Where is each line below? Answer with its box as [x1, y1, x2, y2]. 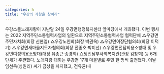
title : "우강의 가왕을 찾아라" [5, 12, 60, 17]
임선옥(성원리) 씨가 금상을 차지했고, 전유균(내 [5, 63, 92, 69]
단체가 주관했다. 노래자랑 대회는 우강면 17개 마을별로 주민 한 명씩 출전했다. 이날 [5, 57, 157, 63]
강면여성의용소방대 [5, 50, 41, 57]
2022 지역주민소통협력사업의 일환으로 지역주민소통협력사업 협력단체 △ [10, 32, 147, 38]
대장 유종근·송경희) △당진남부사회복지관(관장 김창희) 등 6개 [42, 50, 157, 57]
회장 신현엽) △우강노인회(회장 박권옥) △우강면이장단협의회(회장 [26, 38, 150, 44]
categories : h [5, 7, 34, 12]
